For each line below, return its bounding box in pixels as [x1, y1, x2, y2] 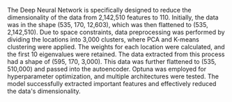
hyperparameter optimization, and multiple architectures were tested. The [7, 72, 219, 80]
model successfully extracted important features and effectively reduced [7, 80, 217, 87]
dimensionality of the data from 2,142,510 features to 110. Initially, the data [7, 13, 219, 22]
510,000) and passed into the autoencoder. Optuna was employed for [7, 65, 207, 73]
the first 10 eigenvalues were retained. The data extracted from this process [7, 50, 225, 58]
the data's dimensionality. [7, 87, 82, 95]
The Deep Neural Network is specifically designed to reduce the [7, 6, 192, 14]
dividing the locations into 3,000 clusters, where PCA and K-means [7, 35, 200, 44]
